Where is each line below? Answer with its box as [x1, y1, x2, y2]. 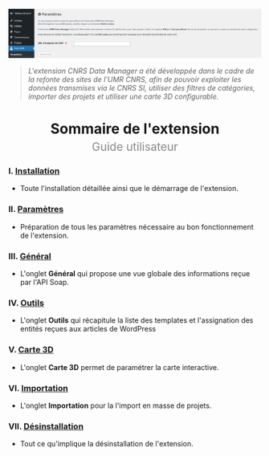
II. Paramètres [8, 204, 64, 215]
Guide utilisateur [92, 140, 178, 154]
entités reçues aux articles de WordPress [19, 324, 157, 334]
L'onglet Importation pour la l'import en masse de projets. [19, 401, 212, 410]
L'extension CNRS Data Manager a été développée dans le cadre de [27, 66, 255, 75]
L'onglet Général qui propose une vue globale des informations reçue [19, 269, 251, 279]
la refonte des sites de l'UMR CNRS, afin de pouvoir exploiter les [27, 74, 242, 84]
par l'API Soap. [19, 278, 70, 287]
